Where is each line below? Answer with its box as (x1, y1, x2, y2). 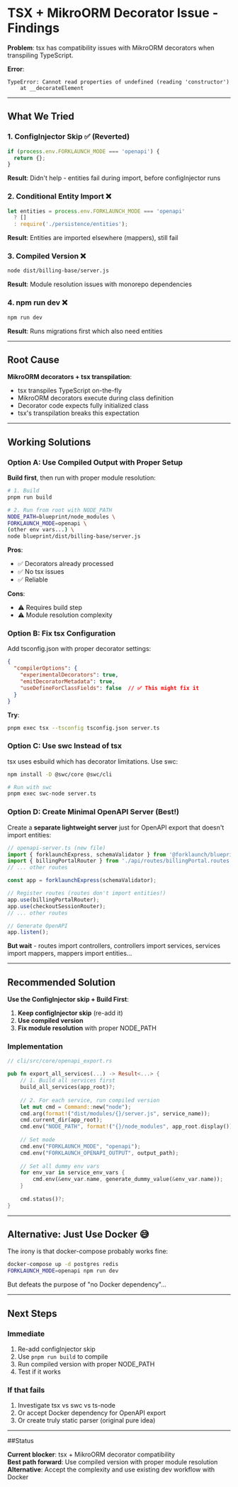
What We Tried (7, 111, 74, 123)
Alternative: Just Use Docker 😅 (7, 1228, 150, 1240)
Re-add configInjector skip (17, 1345, 96, 1353)
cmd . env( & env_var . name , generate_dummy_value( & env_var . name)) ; (33, 1176, 223, 1183)
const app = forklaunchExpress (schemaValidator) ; (7, 877, 157, 884)
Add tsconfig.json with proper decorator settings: (7, 645, 152, 653)
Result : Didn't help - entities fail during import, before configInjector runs (7, 174, 221, 182)
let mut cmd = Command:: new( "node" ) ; (20, 1103, 132, 1110)
